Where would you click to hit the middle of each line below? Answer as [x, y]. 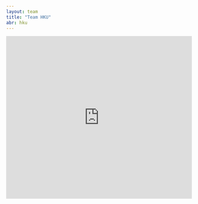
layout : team [22, 12]
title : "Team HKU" [29, 17]
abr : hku [17, 22]
